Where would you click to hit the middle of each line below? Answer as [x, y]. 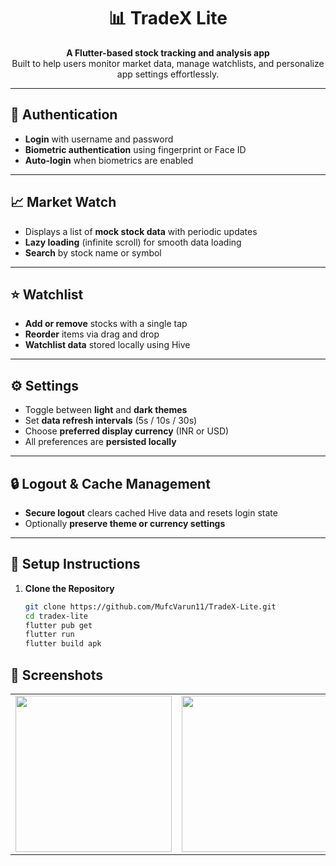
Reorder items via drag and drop [92, 334]
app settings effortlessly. [168, 74]
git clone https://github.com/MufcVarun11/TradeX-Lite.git [150, 606]
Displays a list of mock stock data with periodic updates [141, 231]
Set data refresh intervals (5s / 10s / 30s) [111, 421]
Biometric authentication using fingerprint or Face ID [135, 149]
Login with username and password [99, 139]
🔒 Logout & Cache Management [110, 483]
